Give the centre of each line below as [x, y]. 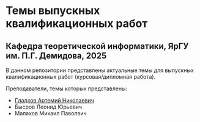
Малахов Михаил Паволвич [50, 113]
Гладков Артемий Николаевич [54, 100]
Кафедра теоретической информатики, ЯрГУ [97, 46]
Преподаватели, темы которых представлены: [67, 88]
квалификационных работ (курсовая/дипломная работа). [81, 77]
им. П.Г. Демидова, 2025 [56, 56]
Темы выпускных [53, 11]
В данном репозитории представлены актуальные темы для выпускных [100, 70]
